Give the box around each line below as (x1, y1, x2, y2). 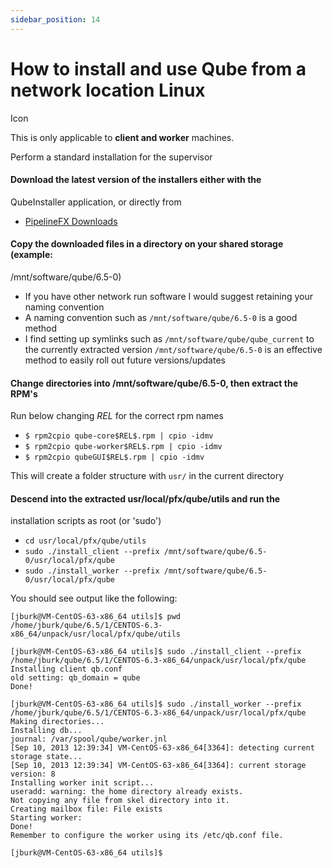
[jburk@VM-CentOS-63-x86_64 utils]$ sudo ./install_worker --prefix (10, 699, 302, 710)
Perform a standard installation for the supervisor (10, 151, 213, 163)
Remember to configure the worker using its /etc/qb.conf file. (10, 831, 284, 841)
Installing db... (10, 726, 83, 736)
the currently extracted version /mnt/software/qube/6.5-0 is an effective (24, 343, 323, 355)
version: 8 (10, 769, 56, 780)
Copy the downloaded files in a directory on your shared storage (10, 238, 284, 250)
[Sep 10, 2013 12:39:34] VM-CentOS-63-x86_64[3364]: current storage (10, 761, 307, 771)
